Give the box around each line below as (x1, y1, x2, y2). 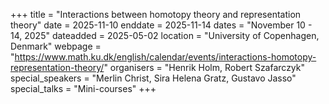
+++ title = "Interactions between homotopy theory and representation (10, 9, 302, 20)
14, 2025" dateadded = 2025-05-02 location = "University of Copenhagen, (10, 30, 320, 41)
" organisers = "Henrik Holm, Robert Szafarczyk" (103, 62, 306, 73)
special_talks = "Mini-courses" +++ (10, 83, 157, 94)
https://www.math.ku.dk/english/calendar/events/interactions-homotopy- (14, 51, 317, 63)
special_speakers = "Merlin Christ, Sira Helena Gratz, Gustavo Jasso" (10, 72, 297, 84)
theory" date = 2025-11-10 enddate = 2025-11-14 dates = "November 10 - (10, 19, 313, 31)
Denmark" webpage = (10, 40, 102, 52)
